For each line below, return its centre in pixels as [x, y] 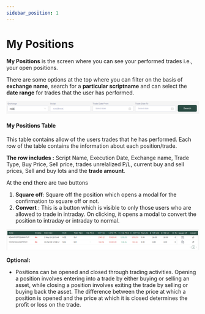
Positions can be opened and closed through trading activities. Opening [106, 272]
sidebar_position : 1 [33, 13]
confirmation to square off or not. [57, 201]
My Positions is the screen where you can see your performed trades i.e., [99, 61]
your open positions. [32, 67]
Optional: [18, 260]
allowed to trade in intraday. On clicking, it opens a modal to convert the [106, 214]
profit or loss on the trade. [48, 305]
